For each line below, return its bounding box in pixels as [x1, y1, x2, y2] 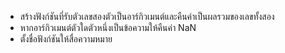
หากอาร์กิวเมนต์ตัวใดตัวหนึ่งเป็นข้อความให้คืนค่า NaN [19, 22, 197, 33]
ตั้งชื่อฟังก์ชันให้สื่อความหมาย [19, 33, 113, 45]
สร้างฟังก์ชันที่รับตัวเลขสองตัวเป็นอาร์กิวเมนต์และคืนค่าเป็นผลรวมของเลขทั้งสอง [19, 11, 275, 22]
